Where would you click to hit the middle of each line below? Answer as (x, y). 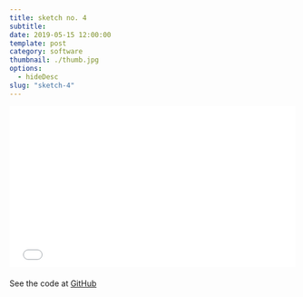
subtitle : (28, 26)
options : (26, 69)
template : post (38, 43)
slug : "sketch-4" (42, 85)
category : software (46, 52)
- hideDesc (38, 77)
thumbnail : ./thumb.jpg (54, 60)
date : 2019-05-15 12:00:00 (60, 35)
